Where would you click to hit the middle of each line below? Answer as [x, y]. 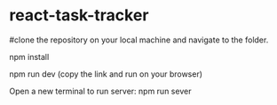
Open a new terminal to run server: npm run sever [100, 91]
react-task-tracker [79, 15]
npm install [29, 56]
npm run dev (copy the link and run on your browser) [106, 74]
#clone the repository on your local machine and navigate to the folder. [139, 40]
